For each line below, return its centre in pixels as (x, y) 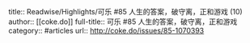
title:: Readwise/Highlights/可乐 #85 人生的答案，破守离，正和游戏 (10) (125, 12)
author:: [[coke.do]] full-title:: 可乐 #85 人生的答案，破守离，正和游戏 (123, 21)
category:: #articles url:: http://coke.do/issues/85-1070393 (106, 31)
